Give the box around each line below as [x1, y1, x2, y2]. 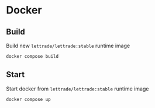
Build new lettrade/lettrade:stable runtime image [6, 42, 130, 49]
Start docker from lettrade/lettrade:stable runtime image [6, 85, 149, 92]
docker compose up [6, 96, 51, 102]
